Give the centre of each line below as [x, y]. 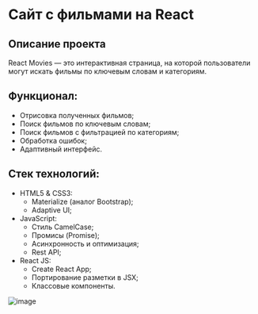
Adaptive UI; [52, 210]
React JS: [35, 260]
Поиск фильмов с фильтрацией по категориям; [99, 132]
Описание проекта [57, 44]
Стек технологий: [54, 174]
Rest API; [46, 252]
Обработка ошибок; [53, 140]
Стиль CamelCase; [63, 227]
